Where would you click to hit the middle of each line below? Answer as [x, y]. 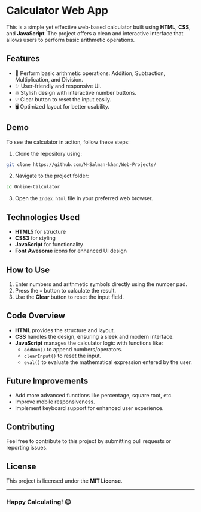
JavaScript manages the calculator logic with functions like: [89, 343]
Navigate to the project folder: [52, 176]
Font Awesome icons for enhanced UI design [71, 251]
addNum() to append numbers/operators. [73, 349]
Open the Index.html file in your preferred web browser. [84, 198]
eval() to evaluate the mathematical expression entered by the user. [108, 362]
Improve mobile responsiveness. [55, 402]
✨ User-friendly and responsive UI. [58, 86]
